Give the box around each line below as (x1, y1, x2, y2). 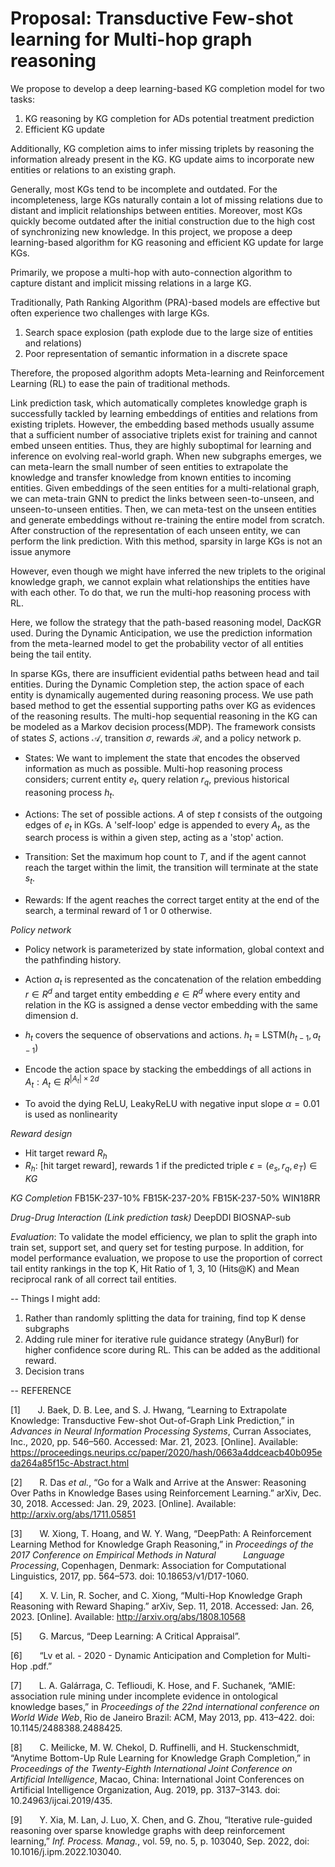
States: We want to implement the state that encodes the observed (24, 752, 301, 764)
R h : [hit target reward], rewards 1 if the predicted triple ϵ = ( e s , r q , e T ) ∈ (24, 1160, 318, 1174)
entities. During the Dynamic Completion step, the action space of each (10, 678, 305, 690)
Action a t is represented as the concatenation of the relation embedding (24, 973, 322, 987)
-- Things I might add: (10, 1293, 101, 1305)
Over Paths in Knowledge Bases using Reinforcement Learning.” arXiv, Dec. (10, 1487, 322, 1499)
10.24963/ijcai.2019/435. (10, 1795, 113, 1807)
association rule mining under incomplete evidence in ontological (10, 1690, 278, 1702)
